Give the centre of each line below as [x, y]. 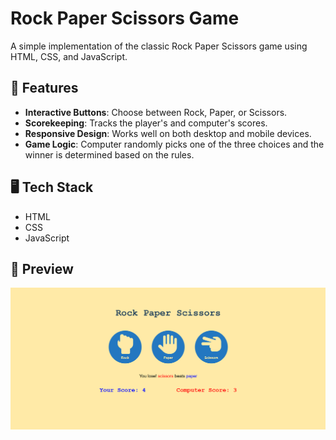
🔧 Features [44, 88]
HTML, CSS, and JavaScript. [69, 56]
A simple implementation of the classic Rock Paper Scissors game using [159, 46]
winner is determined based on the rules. [109, 154]
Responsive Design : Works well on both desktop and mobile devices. [168, 133]
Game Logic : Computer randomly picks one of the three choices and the [174, 144]
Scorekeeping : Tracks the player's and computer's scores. [146, 123]
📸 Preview [42, 268]
